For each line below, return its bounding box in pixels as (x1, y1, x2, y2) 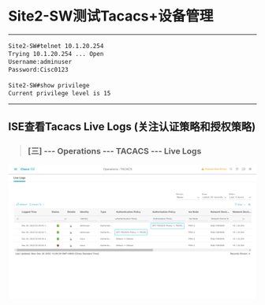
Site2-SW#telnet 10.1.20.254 (8, 42, 104, 50)
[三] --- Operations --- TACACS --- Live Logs (27, 146, 202, 157)
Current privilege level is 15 (8, 89, 111, 97)
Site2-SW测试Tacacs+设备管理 (8, 7, 214, 25)
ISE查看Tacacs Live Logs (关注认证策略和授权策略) (8, 120, 256, 134)
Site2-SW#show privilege (8, 81, 90, 89)
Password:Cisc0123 (8, 65, 69, 73)
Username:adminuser (8, 58, 73, 65)
